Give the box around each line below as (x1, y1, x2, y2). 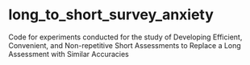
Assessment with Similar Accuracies (8, 49, 129, 59)
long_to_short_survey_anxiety (8, 6, 214, 24)
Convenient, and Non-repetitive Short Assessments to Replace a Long (8, 40, 242, 50)
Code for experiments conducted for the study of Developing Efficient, (8, 32, 243, 42)
